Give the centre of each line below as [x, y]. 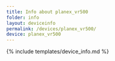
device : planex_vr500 [34, 34]
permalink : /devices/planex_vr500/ [51, 29]
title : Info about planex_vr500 [47, 12]
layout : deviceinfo [31, 23]
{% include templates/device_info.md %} [58, 51]
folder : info [23, 18]
